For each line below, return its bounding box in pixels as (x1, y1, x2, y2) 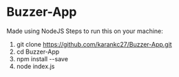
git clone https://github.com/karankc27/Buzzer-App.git (16, 40, 173, 48)
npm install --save (16, 54, 68, 63)
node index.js (16, 62, 55, 70)
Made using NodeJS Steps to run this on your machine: (6, 27, 163, 35)
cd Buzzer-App (16, 47, 60, 56)
